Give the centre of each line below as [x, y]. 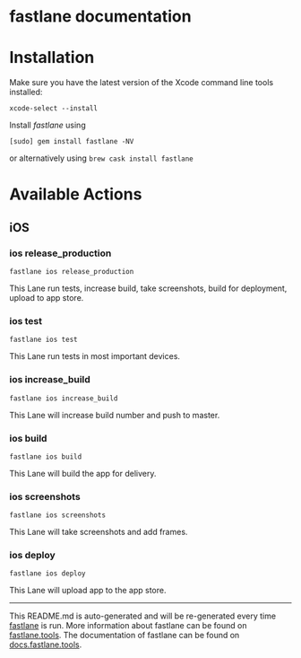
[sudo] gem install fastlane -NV [72, 142]
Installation [52, 58]
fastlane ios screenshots [57, 515]
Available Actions [76, 194]
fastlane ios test [43, 340]
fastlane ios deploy [48, 574]
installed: [26, 92]
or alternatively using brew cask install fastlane [102, 158]
